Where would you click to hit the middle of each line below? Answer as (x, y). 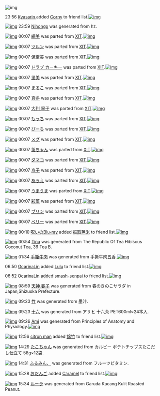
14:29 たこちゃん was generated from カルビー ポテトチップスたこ (85, 347)
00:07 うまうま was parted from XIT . (55, 191)
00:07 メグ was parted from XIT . (51, 139)
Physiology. (16, 326)
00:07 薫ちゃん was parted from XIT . (55, 150)
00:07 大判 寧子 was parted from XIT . (56, 108)
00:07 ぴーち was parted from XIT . (53, 129)
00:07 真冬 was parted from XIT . (51, 98)
